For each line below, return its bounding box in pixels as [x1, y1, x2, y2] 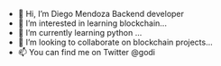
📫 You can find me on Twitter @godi [17, 47, 156, 57]
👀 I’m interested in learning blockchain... [17, 18, 167, 29]
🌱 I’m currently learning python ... [17, 28, 143, 37]
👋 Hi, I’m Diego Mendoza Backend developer [17, 9, 185, 19]
